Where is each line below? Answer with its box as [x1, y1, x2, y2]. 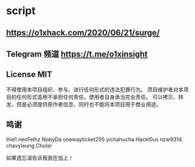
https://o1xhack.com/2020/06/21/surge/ [6, 28, 160, 38]
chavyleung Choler [6, 142, 53, 149]
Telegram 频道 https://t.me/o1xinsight [6, 49, 148, 59]
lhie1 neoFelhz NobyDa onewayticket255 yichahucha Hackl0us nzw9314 [6, 136, 182, 143]
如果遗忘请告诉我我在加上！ [6, 154, 74, 161]
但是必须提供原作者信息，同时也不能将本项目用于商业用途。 [16, 100, 161, 107]
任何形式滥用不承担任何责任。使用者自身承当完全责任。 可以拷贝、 [16, 93, 178, 100]
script [6, 4, 36, 18]
